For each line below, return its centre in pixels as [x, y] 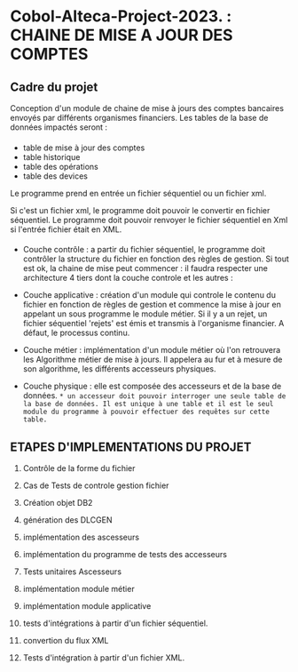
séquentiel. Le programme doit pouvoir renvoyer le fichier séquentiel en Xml [149, 220]
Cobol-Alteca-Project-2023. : [121, 16]
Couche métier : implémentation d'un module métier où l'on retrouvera [152, 350]
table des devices [55, 176]
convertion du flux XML [66, 640]
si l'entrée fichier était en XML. [66, 229]
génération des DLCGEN [68, 520]
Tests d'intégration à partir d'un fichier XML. [104, 658]
